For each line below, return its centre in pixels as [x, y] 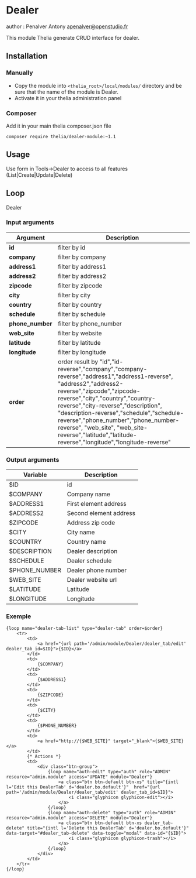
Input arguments [30, 222]
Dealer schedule [89, 561]
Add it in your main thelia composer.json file [59, 126]
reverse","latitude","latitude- [97, 435]
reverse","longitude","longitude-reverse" [114, 442]
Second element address [101, 513]
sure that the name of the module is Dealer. [66, 92]
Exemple [19, 616]
